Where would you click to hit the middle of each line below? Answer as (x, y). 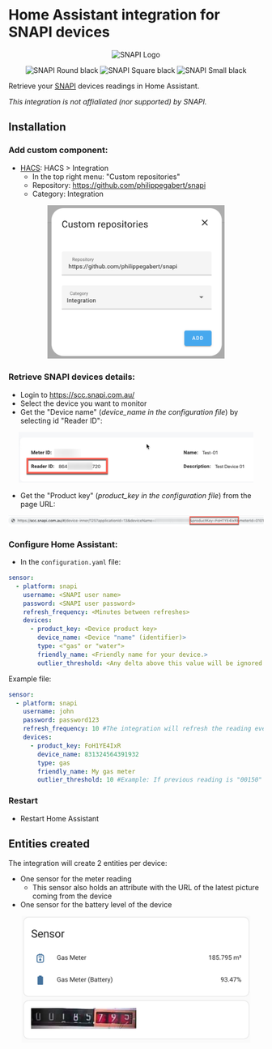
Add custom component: (58, 150)
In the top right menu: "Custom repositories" (106, 177)
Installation (37, 127)
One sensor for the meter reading (76, 879)
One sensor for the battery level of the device (96, 905)
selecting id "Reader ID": (61, 420)
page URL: (38, 504)
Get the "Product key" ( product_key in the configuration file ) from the (136, 495)
